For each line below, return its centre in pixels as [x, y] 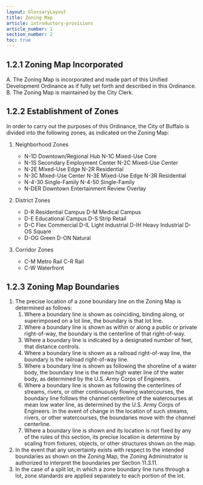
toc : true [19, 40]
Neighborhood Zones [42, 144]
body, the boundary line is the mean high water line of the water [104, 373]
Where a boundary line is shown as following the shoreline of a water [110, 366]
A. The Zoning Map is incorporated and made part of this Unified [87, 79]
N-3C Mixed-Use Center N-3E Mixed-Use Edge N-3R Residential [105, 175]
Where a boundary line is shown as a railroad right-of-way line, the [108, 353]
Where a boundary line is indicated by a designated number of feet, [108, 340]
